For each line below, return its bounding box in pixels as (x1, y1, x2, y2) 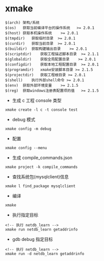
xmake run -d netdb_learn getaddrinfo (5, 251, 84, 256)
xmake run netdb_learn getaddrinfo (5, 227, 78, 232)
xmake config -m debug (5, 126, 52, 131)
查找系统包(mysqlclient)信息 (12, 173, 69, 180)
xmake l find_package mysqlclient (5, 183, 76, 189)
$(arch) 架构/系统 (5, 20, 40, 25)
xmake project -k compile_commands (5, 164, 78, 169)
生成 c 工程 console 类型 (12, 97, 62, 103)
